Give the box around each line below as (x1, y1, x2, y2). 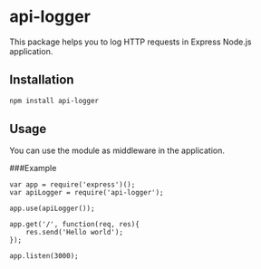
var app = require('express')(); (9, 180, 136, 189)
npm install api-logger (9, 96, 100, 105)
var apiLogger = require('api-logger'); (9, 188, 165, 197)
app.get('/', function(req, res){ (9, 220, 140, 229)
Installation (9, 72, 74, 88)
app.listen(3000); (9, 252, 79, 261)
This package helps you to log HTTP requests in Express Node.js (9, 36, 252, 47)
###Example (9, 163, 57, 174)
